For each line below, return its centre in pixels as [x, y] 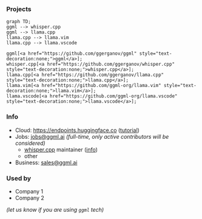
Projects [19, 9]
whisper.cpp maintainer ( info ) [61, 149]
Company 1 [29, 191]
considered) [30, 143]
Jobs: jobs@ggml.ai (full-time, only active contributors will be [92, 136]
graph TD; [19, 22]
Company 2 [29, 198]
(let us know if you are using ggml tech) [55, 209]
